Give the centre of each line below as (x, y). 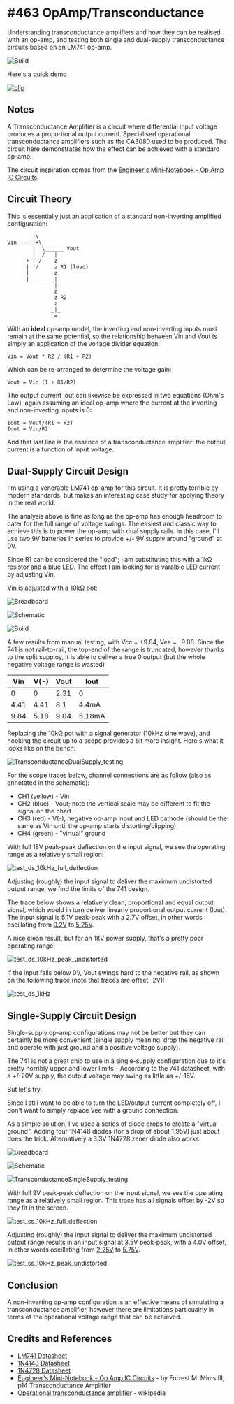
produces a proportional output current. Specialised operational (99, 133)
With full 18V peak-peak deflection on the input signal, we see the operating (116, 847)
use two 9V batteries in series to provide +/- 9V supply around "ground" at (115, 539)
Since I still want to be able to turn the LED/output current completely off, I (114, 1103)
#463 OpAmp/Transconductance (106, 13)
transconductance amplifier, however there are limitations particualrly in (111, 1309)
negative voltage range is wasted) (56, 665)
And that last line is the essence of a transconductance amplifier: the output (116, 442)
